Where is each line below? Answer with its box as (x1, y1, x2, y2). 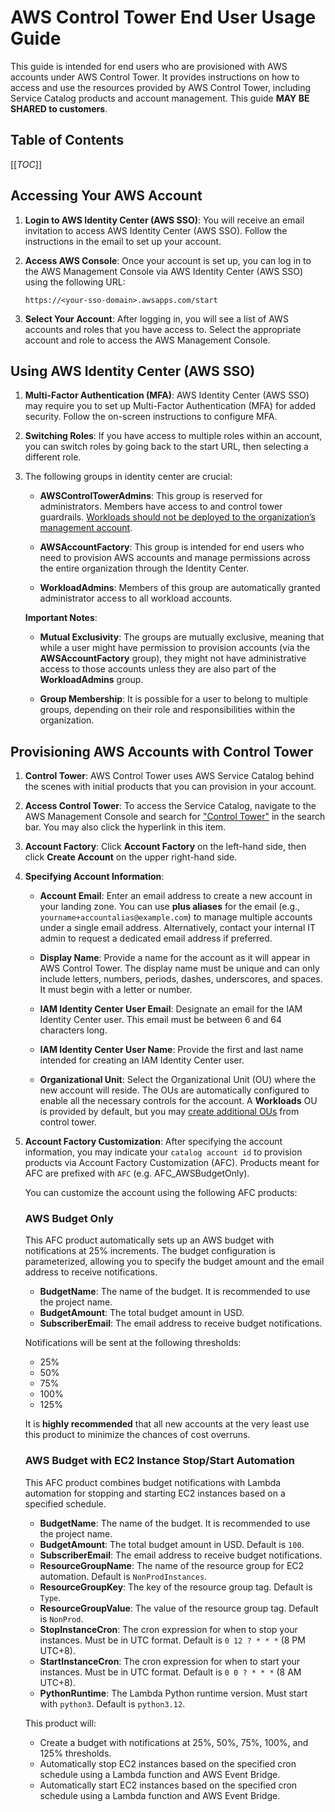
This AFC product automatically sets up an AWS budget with (24, 1234, 275, 1246)
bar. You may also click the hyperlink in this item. (24, 821, 227, 833)
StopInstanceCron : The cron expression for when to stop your (39, 1623, 298, 1635)
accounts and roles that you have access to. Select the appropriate (24, 323, 302, 335)
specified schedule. (24, 1497, 107, 1510)
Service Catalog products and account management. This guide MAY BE (10, 92, 310, 104)
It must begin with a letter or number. (39, 984, 193, 996)
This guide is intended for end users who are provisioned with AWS (10, 60, 288, 72)
